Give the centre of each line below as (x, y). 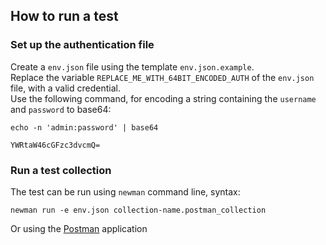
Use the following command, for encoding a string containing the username (163, 98)
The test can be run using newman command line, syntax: (125, 191)
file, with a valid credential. (65, 88)
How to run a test (64, 16)
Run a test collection (61, 170)
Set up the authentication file (82, 45)
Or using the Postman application (79, 228)
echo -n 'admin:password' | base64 (84, 127)
